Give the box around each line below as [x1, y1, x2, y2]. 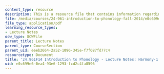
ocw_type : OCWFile [5, 35, 42, 39]
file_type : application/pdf [5, 20, 62, 26]
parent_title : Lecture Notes [5, 39, 64, 44]
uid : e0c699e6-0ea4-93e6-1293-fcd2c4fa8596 [5, 61, 95, 66]
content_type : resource [5, 7, 54, 12]
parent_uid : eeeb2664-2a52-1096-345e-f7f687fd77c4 [5, 48, 110, 53]
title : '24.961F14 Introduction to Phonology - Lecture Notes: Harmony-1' [5, 57, 161, 62]
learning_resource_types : [5, 25, 58, 30]
